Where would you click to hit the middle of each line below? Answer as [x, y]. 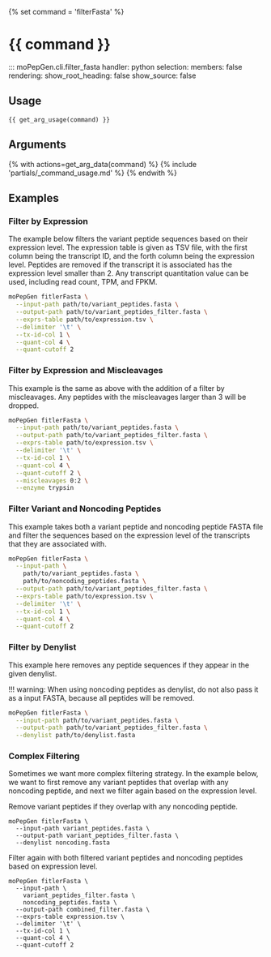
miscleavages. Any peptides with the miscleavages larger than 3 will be [127, 397]
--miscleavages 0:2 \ [52, 481]
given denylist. [33, 673]
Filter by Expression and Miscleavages [86, 371]
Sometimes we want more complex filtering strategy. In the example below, [133, 774]
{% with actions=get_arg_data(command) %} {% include [102, 164]
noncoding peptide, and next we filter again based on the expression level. [133, 791]
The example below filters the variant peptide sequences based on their [128, 239]
